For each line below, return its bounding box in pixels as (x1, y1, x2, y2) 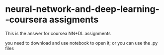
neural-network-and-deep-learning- (5, 3, 160, 15)
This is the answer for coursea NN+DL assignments (5, 30, 111, 36)
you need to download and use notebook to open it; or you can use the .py (5, 40, 158, 46)
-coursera (5, 14, 48, 25)
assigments (49, 14, 99, 25)
